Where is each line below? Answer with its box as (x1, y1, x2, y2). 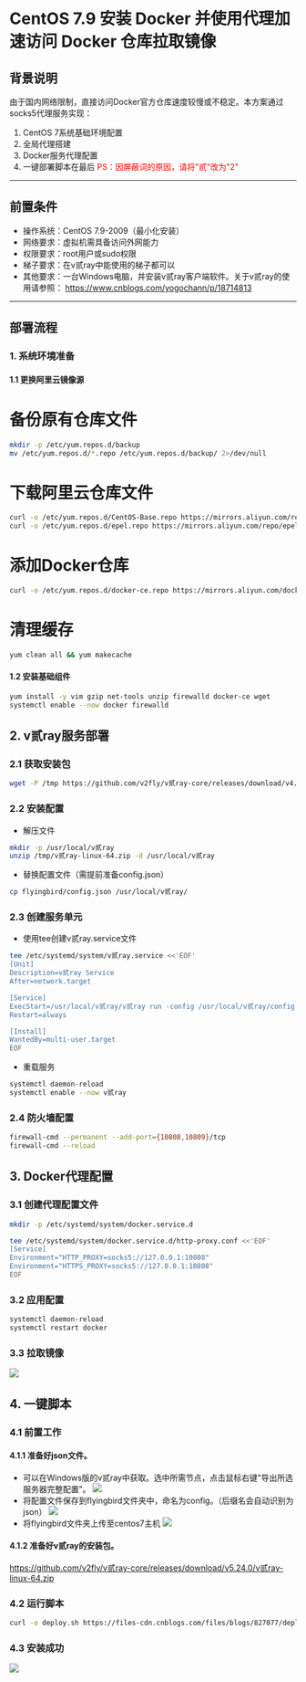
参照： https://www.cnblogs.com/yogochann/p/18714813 (38, 282, 252, 293)
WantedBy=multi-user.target (9, 1035, 117, 1045)
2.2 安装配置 (9, 803, 65, 815)
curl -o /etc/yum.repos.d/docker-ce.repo (9, 586, 169, 595)
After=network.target (9, 977, 92, 986)
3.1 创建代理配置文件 (9, 1198, 99, 1211)
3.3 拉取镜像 (9, 1346, 65, 1359)
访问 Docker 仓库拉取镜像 (25, 31, 217, 52)
